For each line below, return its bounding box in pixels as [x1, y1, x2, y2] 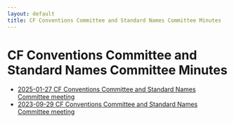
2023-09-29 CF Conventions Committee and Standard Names [17, 100, 198, 109]
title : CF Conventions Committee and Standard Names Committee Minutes [7, 17, 221, 24]
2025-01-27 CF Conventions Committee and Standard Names [17, 85, 196, 93]
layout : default [7, 10, 55, 18]
